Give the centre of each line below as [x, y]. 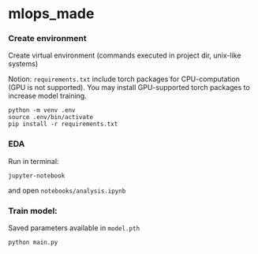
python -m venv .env [42, 110]
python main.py [33, 243]
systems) [23, 64]
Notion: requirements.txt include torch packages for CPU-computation [124, 79]
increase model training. [47, 96]
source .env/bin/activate [50, 118]
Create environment [47, 39]
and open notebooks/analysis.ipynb [67, 190]
